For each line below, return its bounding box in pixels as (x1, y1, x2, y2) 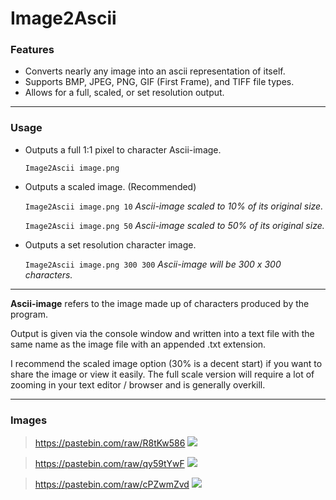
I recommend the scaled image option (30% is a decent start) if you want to (10, 357, 323, 369)
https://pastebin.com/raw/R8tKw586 (34, 437, 186, 449)
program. (10, 308, 49, 320)
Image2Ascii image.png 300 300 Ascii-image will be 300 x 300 (24, 258, 282, 270)
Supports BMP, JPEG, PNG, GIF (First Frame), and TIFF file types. (24, 76, 295, 88)
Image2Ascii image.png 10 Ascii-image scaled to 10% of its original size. (24, 200, 324, 212)
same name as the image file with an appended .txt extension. (10, 338, 267, 350)
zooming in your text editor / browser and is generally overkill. (10, 378, 266, 391)
